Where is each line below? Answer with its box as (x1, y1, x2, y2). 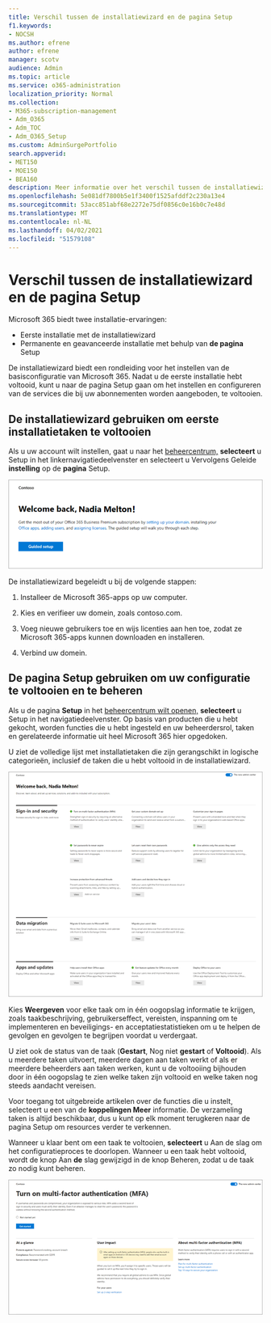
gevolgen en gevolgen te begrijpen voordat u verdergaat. (8, 1031, 198, 1041)
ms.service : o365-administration (8, 81, 121, 89)
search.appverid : (8, 150, 67, 158)
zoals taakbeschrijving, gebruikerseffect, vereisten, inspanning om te (8, 1013, 238, 1023)
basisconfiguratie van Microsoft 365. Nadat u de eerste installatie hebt (8, 372, 243, 382)
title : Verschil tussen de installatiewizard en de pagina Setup (8, 13, 232, 21)
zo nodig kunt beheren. (8, 1164, 86, 1173)
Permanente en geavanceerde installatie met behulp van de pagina (19, 339, 244, 349)
